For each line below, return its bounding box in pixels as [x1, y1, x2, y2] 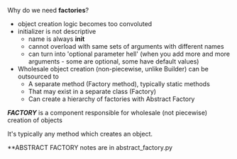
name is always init [28, 35, 85, 43]
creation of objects [7, 116, 62, 124]
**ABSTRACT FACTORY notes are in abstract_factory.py [7, 143, 172, 151]
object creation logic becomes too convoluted [17, 20, 153, 28]
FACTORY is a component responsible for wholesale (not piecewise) [7, 109, 208, 117]
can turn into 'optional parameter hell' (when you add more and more [28, 49, 231, 58]
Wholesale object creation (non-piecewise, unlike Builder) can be [17, 65, 209, 73]
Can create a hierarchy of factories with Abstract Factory [28, 95, 195, 103]
